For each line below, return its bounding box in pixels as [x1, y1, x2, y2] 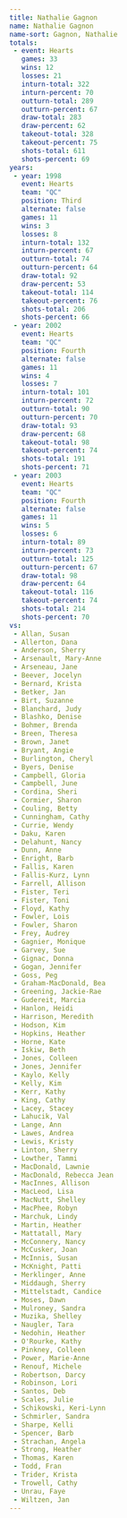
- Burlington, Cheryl [13, 754, 94, 763]
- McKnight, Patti [13, 1262, 82, 1272]
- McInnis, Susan [13, 1254, 78, 1263]
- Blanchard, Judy [13, 704, 82, 713]
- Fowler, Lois [13, 913, 70, 922]
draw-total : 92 [21, 271, 78, 280]
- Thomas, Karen [13, 1454, 74, 1462]
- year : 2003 [13, 471, 63, 480]
